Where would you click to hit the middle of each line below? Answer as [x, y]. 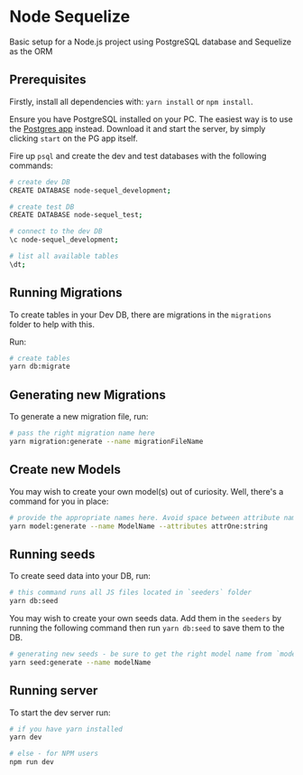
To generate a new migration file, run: [79, 417]
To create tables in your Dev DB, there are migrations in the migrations [141, 315]
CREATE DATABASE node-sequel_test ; [76, 215]
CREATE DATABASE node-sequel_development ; [90, 190]
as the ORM [31, 51]
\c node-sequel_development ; [64, 240]
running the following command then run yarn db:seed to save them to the [147, 628]
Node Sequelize [70, 17]
